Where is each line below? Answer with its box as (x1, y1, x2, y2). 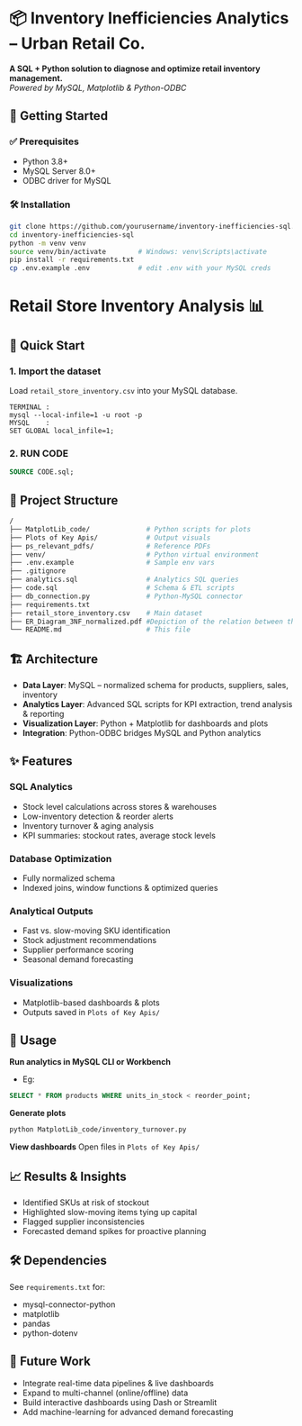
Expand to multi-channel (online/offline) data (22, 1387, 189, 1398)
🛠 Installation (9, 198, 71, 211)
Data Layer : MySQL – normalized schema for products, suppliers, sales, (22, 680, 289, 691)
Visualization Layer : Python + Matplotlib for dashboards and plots (22, 718, 269, 729)
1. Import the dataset (9, 365, 102, 377)
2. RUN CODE (9, 447, 69, 459)
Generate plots (9, 1108, 67, 1119)
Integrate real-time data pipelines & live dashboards (22, 1377, 214, 1388)
